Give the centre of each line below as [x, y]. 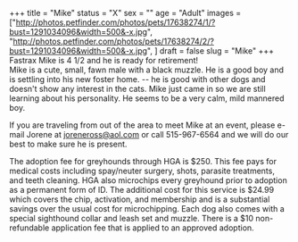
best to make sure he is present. [68, 144]
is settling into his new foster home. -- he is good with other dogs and [137, 79]
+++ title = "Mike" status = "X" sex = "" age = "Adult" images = [125, 13]
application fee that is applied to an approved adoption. [153, 228]
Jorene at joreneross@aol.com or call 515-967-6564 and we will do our [157, 134]
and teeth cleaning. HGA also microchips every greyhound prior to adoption [148, 180]
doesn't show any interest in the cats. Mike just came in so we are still [137, 89]
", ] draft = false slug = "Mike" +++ [211, 51]
